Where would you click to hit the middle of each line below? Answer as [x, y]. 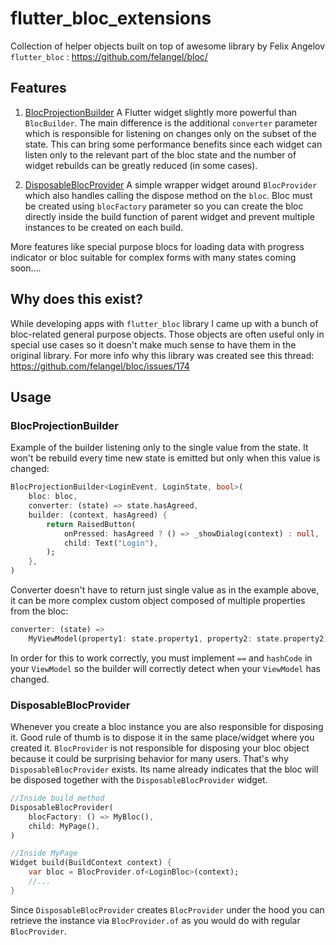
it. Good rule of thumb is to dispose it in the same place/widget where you [162, 738]
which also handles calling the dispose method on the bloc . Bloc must [168, 195]
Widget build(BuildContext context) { [91, 863]
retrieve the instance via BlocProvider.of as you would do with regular [155, 920]
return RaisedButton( [91, 524]
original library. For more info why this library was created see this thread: [162, 355]
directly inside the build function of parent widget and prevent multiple [169, 216]
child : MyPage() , [64, 826]
